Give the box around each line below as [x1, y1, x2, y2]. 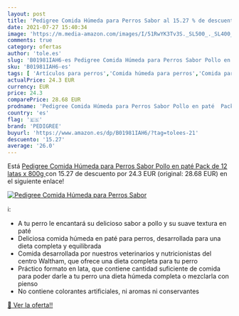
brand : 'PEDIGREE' [7, 122, 62, 130]
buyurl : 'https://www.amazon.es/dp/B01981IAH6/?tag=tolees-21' [7, 129, 199, 136]
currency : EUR [7, 83, 50, 90]
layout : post [7, 10, 46, 18]
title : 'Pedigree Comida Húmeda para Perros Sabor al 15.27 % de [7, 17, 205, 24]
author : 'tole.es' [7, 50, 62, 58]
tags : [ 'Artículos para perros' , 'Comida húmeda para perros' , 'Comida [7, 70, 221, 77]
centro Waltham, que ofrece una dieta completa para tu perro [17, 257, 198, 266]
